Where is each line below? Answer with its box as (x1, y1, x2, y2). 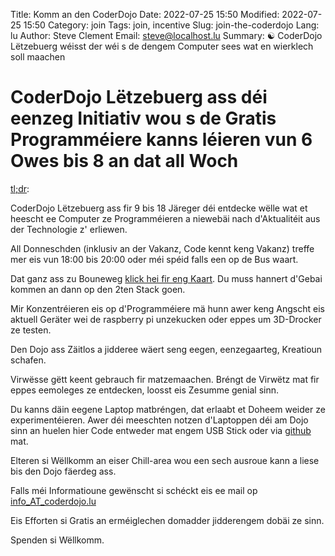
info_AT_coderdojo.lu (10, 495, 97, 507)
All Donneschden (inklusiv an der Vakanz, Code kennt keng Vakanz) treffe (10, 242, 315, 254)
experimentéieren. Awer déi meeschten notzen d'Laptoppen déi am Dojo (10, 414, 309, 426)
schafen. (10, 354, 47, 366)
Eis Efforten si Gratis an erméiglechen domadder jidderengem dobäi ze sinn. (10, 514, 325, 526)
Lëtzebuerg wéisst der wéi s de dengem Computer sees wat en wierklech (10, 40, 314, 52)
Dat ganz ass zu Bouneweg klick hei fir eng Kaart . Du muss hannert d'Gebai (10, 272, 323, 284)
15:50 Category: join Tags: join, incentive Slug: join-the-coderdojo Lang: (23, 19, 320, 31)
